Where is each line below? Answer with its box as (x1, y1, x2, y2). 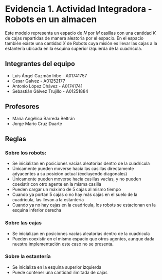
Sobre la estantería (5, 253, 51, 260)
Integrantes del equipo (5, 60, 75, 68)
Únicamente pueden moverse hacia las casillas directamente (12, 166, 134, 172)
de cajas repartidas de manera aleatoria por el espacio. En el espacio (5, 35, 144, 41)
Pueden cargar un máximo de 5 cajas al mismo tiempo (12, 187, 121, 193)
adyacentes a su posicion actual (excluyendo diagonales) (12, 171, 127, 177)
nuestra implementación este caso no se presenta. (12, 241, 114, 247)
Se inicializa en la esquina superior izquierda (12, 264, 102, 270)
